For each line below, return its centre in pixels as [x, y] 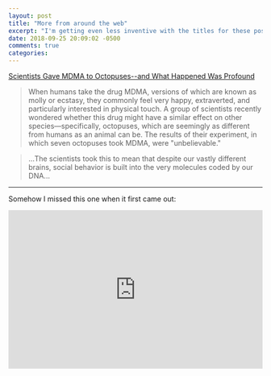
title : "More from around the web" [68, 23]
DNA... [39, 176]
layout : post [30, 16]
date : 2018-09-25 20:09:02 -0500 [65, 38]
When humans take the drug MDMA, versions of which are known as [142, 92]
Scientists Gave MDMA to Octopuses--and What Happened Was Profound [132, 76]
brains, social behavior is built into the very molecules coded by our [140, 167]
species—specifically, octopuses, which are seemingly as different [139, 126]
